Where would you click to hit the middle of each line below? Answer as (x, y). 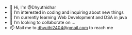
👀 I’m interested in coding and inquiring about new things (66, 12)
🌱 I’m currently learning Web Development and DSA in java (68, 17)
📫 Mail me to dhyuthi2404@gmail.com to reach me (61, 28)
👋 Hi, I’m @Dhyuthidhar (33, 7)
